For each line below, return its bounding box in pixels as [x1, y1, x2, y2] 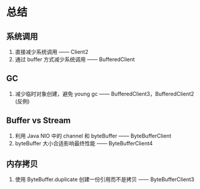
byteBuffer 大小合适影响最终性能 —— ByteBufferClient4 [14, 139, 153, 147]
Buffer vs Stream [6, 115, 71, 126]
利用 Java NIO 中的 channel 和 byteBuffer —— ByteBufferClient [14, 132, 172, 139]
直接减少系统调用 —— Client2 [14, 49, 89, 55]
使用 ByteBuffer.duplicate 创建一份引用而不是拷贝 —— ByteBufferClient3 [14, 176, 195, 183]
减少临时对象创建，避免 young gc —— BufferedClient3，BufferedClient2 [14, 90, 195, 97]
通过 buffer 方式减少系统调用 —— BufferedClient [14, 56, 135, 63]
